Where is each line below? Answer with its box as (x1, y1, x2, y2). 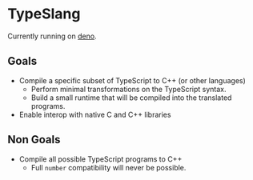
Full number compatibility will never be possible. (30, 162, 187, 172)
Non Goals (7, 133, 61, 146)
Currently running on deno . (7, 31, 97, 41)
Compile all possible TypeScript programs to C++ (18, 154, 183, 164)
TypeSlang (7, 5, 81, 23)
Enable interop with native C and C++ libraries (18, 110, 171, 119)
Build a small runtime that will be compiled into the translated (30, 93, 232, 102)
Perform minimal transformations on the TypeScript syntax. (30, 84, 227, 94)
